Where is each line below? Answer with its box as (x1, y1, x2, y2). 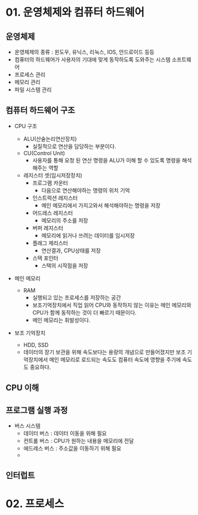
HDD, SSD (23, 341, 49, 348)
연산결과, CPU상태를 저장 (41, 247, 101, 254)
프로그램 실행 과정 (5, 405, 68, 415)
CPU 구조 (14, 122, 37, 129)
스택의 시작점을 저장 (41, 262, 88, 269)
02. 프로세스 (5, 497, 64, 510)
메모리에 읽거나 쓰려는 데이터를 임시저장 (41, 232, 135, 239)
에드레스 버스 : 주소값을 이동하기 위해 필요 (23, 445, 122, 452)
